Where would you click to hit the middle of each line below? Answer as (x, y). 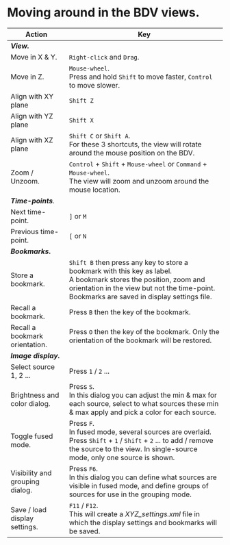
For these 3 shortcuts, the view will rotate (135, 144)
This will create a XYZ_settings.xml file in (135, 514)
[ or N (78, 236)
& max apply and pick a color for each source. (143, 412)
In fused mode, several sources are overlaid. (140, 431)
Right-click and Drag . (104, 57)
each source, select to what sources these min (144, 403)
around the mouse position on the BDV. (132, 153)
